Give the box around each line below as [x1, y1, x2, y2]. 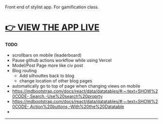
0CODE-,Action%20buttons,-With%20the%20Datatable [12, 104, 125, 109]
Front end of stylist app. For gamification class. [5, 4, 99, 10]
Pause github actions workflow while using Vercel [12, 58, 112, 63]
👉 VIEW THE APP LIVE [5, 22, 99, 33]
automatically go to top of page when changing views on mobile [12, 83, 141, 89]
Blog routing [12, 68, 37, 74]
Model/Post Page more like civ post [12, 62, 83, 68]
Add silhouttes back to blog [19, 73, 74, 79]
